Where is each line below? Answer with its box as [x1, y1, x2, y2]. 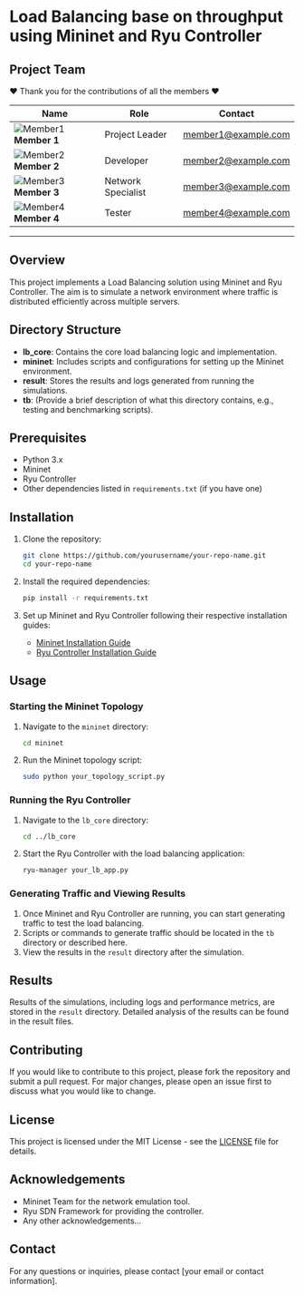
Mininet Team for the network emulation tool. [22, 1195, 191, 1207]
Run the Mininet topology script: [22, 755, 143, 765]
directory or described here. [22, 937, 128, 948]
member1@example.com [182, 129, 290, 141]
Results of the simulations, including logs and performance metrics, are [9, 997, 276, 1008]
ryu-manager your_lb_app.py [22, 866, 128, 875]
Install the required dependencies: [22, 576, 151, 587]
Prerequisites [9, 431, 87, 446]
